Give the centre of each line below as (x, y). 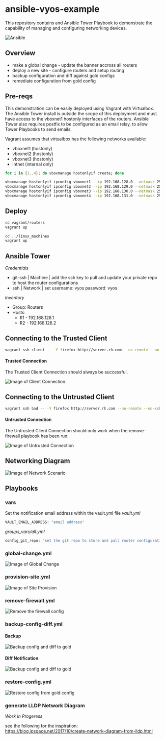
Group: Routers (27, 307)
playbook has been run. (45, 436)
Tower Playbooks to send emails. (39, 129)
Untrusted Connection (28, 420)
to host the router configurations (45, 283)
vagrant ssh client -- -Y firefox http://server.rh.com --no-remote (77, 350)
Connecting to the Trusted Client (56, 339)
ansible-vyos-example (52, 9)
